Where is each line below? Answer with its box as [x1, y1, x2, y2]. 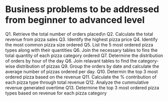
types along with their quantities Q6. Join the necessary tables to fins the [5, 47, 158, 53]
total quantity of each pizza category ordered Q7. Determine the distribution [5, 52, 163, 59]
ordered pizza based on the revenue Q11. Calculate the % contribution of [5, 74, 157, 80]
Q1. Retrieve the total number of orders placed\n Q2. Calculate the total [5, 31, 153, 37]
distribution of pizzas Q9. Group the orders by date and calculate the [16, 63, 159, 69]
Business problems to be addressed [5, 4, 159, 15]
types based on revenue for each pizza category [5, 90, 107, 96]
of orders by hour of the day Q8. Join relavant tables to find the [5, 58, 137, 64]
